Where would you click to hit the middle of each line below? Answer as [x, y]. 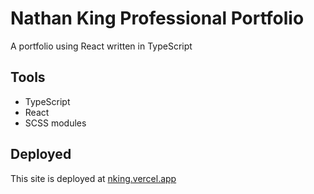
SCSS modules [55, 123]
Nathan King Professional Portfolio [157, 18]
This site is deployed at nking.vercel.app [93, 178]
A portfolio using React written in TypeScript [101, 46]
